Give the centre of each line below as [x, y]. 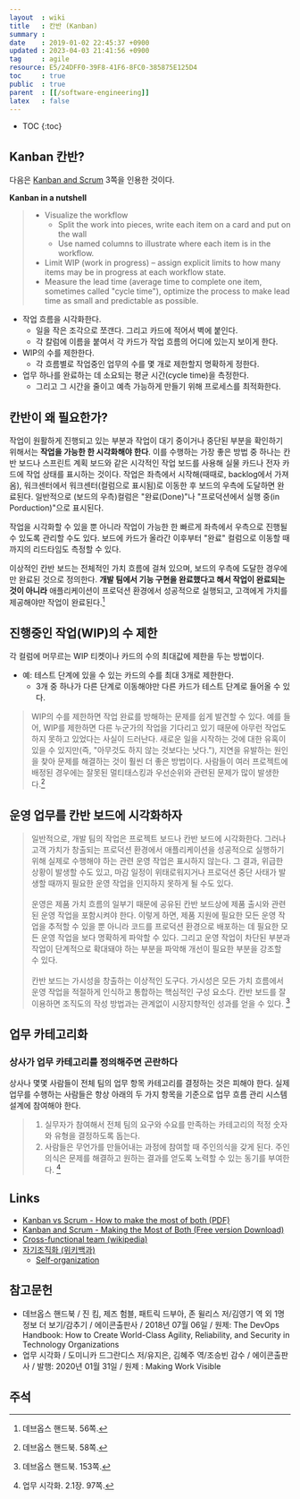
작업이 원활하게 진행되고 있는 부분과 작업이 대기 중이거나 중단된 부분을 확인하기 [146, 441]
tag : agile [39, 59]
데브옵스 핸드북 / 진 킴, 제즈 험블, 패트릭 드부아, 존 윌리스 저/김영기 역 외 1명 [154, 1314]
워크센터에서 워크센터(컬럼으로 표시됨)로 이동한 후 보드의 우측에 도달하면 [149, 485]
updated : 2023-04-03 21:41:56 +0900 [79, 51]
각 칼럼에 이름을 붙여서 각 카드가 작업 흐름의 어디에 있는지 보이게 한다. [157, 342]
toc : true [37, 76]
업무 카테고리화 [49, 1034]
